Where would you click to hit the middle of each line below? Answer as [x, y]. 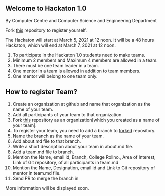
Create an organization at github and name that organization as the [82, 104]
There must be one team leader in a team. [56, 65]
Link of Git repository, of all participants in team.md [66, 162]
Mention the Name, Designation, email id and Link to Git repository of [84, 168]
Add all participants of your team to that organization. [68, 114]
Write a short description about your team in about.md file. [73, 146]
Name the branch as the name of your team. [58, 136]
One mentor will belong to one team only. [55, 76]
